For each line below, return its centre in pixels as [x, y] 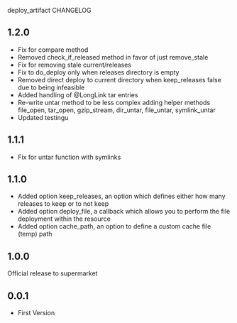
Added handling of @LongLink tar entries [78, 94]
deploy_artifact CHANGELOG [49, 10]
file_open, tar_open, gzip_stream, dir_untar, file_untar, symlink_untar [117, 110]
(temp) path [35, 234]
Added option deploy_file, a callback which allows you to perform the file [124, 212]
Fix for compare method [53, 50]
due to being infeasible [51, 87]
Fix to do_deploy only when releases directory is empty [98, 72]
